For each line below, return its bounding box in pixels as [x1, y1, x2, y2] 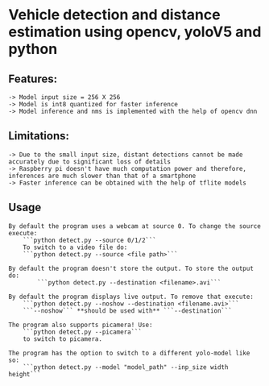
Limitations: [8, 129, 70, 143]
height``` [8, 370, 42, 378]
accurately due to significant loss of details [8, 157, 172, 166]
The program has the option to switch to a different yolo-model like [8, 349, 250, 357]
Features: [8, 72, 58, 85]
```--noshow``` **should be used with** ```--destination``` [23, 306, 232, 315]
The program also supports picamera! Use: [8, 321, 153, 329]
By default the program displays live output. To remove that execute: [8, 293, 254, 301]
